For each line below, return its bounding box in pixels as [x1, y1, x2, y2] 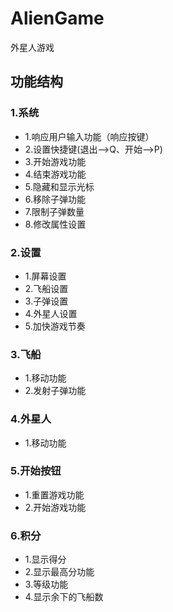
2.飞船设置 [24, 282, 69, 294]
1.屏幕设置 [24, 270, 67, 282]
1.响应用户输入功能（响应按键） [24, 130, 155, 142]
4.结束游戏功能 [24, 168, 87, 180]
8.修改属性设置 [24, 218, 87, 230]
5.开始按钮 [10, 464, 62, 478]
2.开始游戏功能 [24, 501, 87, 513]
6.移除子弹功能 [24, 193, 87, 205]
